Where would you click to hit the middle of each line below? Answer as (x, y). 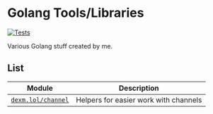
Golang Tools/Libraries (76, 13)
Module (40, 88)
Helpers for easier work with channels (139, 100)
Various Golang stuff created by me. (60, 46)
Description (139, 88)
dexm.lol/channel (40, 100)
